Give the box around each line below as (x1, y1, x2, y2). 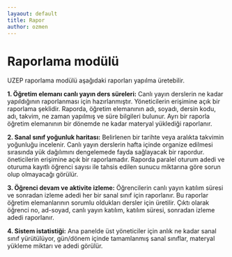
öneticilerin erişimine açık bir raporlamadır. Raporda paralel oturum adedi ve (7, 155, 225, 164)
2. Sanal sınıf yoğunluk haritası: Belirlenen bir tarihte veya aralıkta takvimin (7, 133, 224, 142)
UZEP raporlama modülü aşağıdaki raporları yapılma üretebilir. (7, 76, 185, 85)
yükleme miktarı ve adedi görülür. (7, 242, 103, 250)
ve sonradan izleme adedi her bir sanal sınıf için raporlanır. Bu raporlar (7, 191, 209, 200)
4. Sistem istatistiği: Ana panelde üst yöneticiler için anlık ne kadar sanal (7, 227, 217, 235)
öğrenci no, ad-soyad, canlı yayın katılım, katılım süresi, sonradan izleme (7, 206, 215, 214)
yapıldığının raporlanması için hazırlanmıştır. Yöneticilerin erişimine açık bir (7, 97, 221, 105)
